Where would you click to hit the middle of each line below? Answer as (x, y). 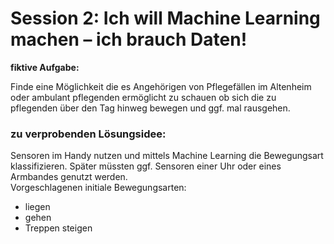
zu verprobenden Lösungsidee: (88, 134)
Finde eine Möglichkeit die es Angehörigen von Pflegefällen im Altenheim (161, 86)
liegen (37, 207)
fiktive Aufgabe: (45, 67)
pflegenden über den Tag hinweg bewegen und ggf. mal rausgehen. (150, 108)
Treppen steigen (58, 228)
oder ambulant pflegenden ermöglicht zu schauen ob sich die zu (143, 97)
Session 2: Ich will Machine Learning (165, 18)
